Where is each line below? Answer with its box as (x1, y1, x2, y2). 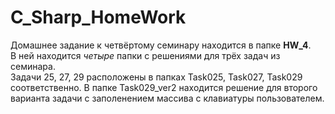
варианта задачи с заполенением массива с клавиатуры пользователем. (10, 92, 325, 104)
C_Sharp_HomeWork (10, 6, 187, 29)
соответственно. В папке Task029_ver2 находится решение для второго (10, 81, 318, 93)
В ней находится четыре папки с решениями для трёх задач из (10, 49, 281, 61)
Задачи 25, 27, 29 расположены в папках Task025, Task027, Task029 (10, 71, 303, 83)
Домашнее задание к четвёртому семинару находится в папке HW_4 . (10, 39, 312, 51)
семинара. (10, 60, 56, 72)
